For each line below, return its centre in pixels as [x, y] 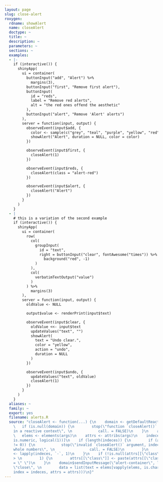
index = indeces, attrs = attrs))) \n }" [54, 472]
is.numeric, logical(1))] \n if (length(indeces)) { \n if [83, 440]
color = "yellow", [54, 345]
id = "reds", [44, 96]
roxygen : [13, 19]
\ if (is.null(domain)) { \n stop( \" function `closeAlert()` [85, 427]
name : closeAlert [27, 28]
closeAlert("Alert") [51, 191]
